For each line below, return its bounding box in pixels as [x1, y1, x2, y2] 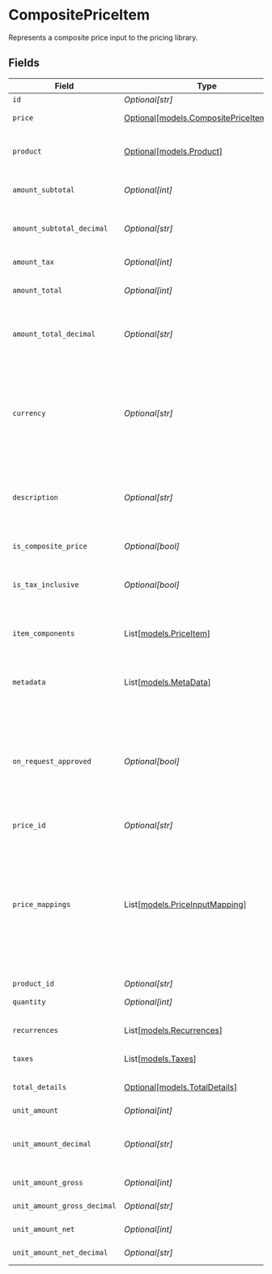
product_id [12, 978, 54, 988]
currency [12, 408, 46, 417]
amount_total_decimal [12, 329, 96, 339]
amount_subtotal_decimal [12, 223, 108, 233]
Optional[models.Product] [124, 145, 223, 157]
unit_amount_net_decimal [12, 1248, 108, 1257]
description [12, 493, 59, 502]
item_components [12, 628, 75, 638]
